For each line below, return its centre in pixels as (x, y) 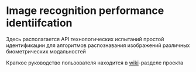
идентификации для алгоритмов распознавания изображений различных (98, 45)
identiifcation (39, 23)
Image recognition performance (85, 11)
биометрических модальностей (46, 51)
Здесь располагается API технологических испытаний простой (85, 39)
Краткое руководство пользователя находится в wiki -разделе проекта (95, 63)
